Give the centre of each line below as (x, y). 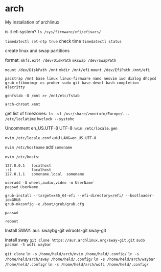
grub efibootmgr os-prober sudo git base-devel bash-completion (72, 83)
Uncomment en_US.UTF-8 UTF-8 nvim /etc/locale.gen (61, 128)
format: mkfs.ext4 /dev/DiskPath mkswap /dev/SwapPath (61, 60)
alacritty (15, 87)
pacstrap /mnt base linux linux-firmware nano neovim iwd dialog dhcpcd (81, 78)
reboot (12, 221)
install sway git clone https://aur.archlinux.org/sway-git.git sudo (75, 240)
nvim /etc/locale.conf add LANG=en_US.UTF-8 (51, 137)
